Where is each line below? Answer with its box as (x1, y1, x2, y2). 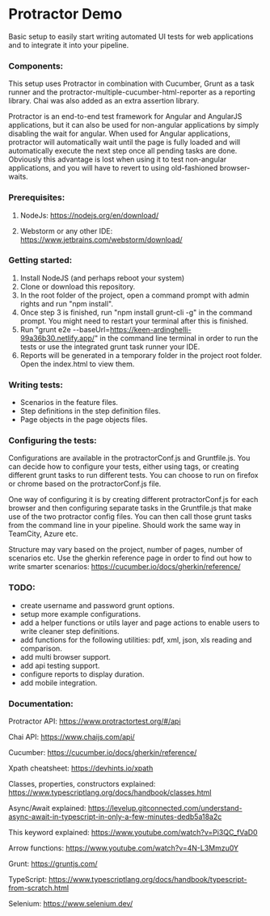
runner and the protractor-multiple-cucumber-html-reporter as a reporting (8, 87, 256, 97)
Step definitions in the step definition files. (19, 406, 161, 416)
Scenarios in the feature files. (19, 398, 119, 407)
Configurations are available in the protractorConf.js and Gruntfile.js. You (8, 454, 251, 463)
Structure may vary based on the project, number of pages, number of (8, 545, 243, 555)
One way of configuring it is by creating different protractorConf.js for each (8, 495, 259, 504)
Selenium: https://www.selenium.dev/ (8, 899, 133, 909)
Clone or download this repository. (19, 281, 136, 291)
